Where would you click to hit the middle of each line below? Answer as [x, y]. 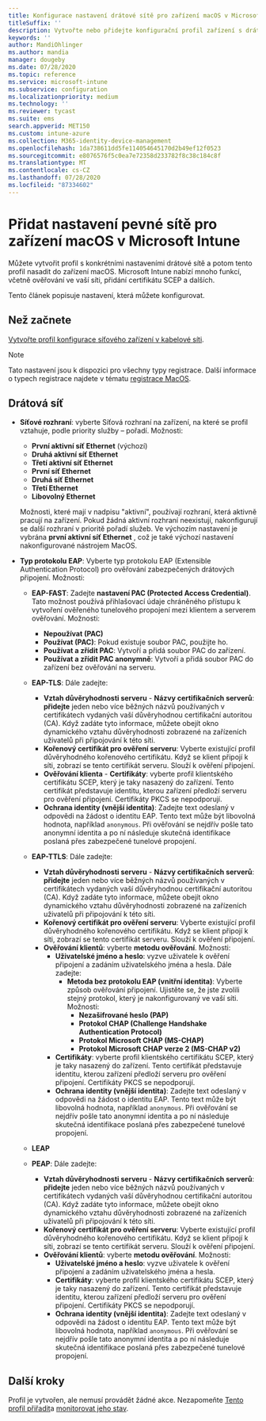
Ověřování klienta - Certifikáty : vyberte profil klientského [138, 774]
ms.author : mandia [38, 52]
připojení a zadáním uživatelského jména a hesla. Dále [143, 965]
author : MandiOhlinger [46, 45]
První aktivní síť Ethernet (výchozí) [89, 446]
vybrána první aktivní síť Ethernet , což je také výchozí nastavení [127, 537]
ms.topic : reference [42, 74]
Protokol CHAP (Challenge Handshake [143, 1024]
